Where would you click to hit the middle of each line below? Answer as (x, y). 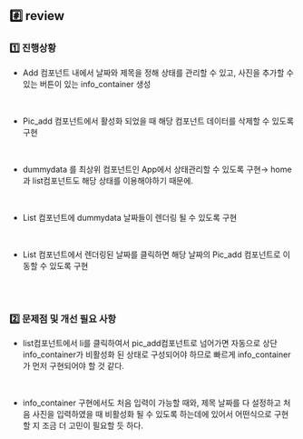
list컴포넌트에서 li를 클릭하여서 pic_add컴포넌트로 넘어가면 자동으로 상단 (150, 343)
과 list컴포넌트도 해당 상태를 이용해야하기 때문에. (108, 180)
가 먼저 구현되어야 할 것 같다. (73, 365)
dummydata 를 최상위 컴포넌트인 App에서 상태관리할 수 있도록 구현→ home (157, 169)
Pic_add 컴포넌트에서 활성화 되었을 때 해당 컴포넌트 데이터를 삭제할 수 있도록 (158, 121)
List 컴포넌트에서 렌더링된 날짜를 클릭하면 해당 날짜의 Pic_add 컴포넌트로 (151, 254)
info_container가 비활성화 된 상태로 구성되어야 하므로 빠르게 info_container (156, 354)
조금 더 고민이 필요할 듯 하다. (93, 425)
